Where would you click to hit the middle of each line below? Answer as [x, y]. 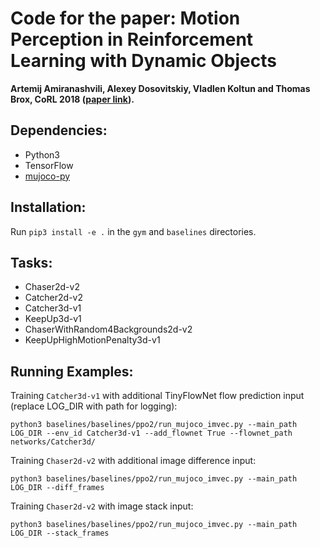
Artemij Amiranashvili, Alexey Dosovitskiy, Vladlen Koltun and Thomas [160, 88]
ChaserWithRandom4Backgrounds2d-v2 [108, 329]
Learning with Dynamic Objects [143, 61]
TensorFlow [49, 165]
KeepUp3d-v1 [53, 319]
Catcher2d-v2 [53, 298]
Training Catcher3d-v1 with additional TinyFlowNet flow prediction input [157, 396]
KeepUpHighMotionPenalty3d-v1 [92, 340]
